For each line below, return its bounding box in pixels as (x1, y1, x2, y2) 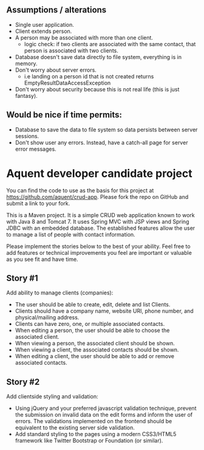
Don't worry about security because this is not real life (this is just (15, 85, 180, 93)
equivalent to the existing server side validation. (15, 424, 135, 431)
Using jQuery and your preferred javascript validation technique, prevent (15, 404, 197, 412)
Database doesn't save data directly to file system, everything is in (15, 53, 182, 60)
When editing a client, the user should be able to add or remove (15, 353, 175, 360)
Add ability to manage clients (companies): (6, 289, 114, 297)
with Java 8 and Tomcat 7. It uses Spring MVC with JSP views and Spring (6, 218, 189, 225)
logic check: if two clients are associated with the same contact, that (24, 40, 196, 47)
